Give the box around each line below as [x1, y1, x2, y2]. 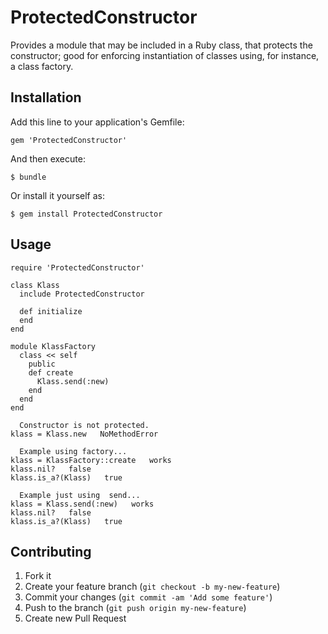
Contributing [10, 543, 92, 560]
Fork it [24, 570, 52, 582]
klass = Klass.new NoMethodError [10, 429, 159, 439]
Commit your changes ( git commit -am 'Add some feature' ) [24, 591, 273, 603]
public [28, 359, 56, 369]
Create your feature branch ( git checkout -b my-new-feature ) [24, 581, 281, 593]
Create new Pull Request [24, 612, 127, 625]
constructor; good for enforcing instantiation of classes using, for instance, [10, 49, 320, 61]
